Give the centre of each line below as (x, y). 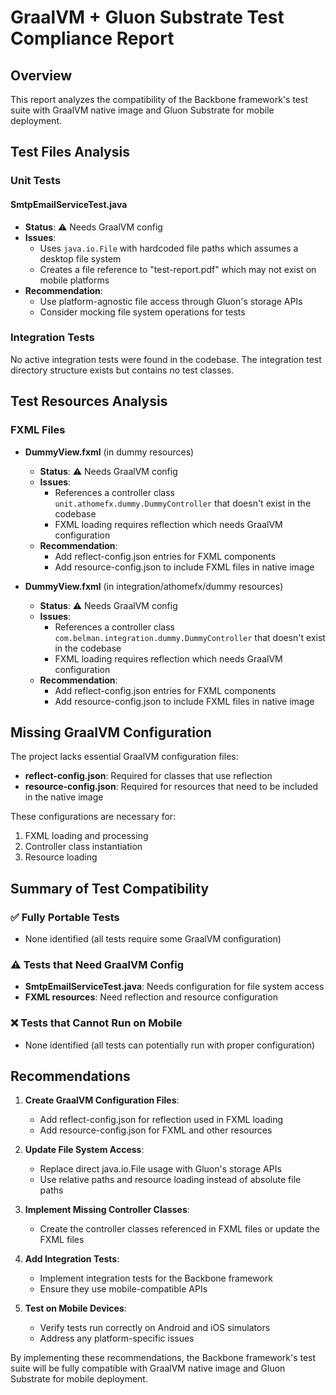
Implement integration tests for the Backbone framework (156, 1278)
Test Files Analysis (70, 152)
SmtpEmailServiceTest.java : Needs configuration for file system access (174, 987)
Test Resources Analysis (89, 401)
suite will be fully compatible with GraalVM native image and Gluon (148, 1368)
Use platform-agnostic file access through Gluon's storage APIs (171, 301)
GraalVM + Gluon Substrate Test (147, 17)
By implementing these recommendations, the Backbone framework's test (163, 1358)
